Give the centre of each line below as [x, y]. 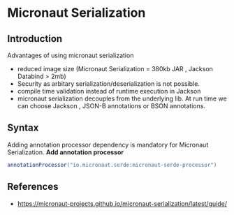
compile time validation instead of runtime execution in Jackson [109, 91]
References [33, 187]
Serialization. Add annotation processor [66, 152]
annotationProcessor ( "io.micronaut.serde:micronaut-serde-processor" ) [112, 165]
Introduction [35, 39]
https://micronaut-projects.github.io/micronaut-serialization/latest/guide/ [122, 203]
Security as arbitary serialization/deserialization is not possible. [109, 84]
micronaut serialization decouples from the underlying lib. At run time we [122, 98]
